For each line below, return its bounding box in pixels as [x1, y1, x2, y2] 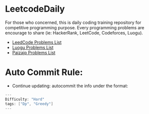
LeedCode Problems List [12, 39, 62, 45]
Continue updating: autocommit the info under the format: [12, 83, 128, 89]
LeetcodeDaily [5, 3, 65, 15]
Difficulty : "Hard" [5, 96, 45, 102]
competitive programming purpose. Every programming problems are [5, 24, 145, 30]
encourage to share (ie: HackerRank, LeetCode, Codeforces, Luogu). [5, 30, 143, 36]
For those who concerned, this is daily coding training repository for [5, 19, 142, 25]
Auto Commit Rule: [5, 67, 83, 78]
